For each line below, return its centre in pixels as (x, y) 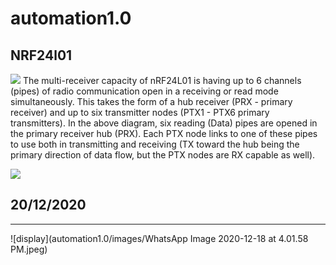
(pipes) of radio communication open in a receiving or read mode (144, 91)
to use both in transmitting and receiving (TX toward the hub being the (155, 144)
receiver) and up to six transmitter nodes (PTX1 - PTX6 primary (140, 112)
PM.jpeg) (29, 249)
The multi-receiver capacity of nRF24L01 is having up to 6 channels (162, 80)
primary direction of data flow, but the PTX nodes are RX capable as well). (163, 155)
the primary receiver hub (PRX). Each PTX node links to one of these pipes (164, 133)
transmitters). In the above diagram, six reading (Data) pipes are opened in (164, 123)
